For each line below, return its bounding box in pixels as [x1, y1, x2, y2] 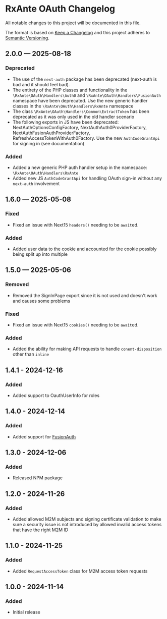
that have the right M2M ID [12, 527, 69, 533]
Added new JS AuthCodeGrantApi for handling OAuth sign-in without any [12, 175, 162, 181]
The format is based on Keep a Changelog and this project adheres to [5, 29, 150, 35]
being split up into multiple [12, 251, 68, 257]
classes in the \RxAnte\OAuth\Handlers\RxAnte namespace [12, 103, 134, 109]
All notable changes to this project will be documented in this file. [5, 20, 141, 26]
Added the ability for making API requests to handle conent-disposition [12, 346, 162, 352]
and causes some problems [12, 298, 71, 304]
